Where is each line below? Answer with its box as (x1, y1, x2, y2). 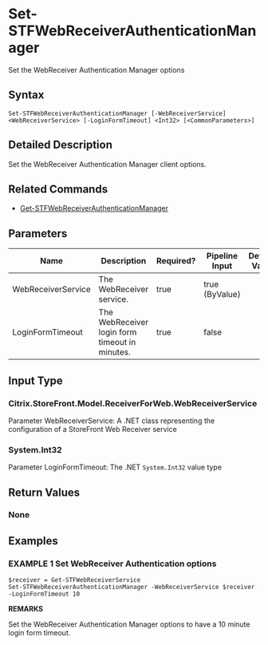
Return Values (8, 485, 81, 499)
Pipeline (206, 251, 238, 262)
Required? (156, 255, 196, 267)
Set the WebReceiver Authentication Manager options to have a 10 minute (8, 619, 250, 629)
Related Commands (8, 182, 108, 196)
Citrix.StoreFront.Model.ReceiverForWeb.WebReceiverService (8, 398, 258, 409)
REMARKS (8, 604, 44, 614)
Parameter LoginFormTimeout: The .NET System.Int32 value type (8, 462, 222, 472)
